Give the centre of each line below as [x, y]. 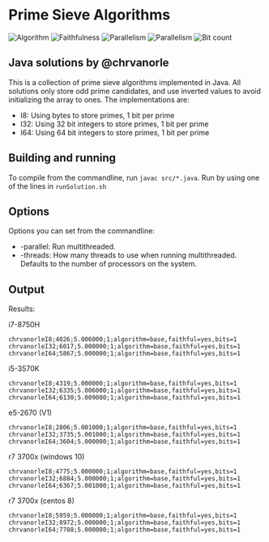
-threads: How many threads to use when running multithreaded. [128, 255]
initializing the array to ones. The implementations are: [99, 100]
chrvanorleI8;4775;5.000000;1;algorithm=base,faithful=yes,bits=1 [123, 472]
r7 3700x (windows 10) [47, 457]
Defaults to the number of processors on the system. [108, 264]
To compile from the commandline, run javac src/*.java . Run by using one [134, 177]
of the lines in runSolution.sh [58, 186]
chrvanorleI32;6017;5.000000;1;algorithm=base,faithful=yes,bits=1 [125, 347]
